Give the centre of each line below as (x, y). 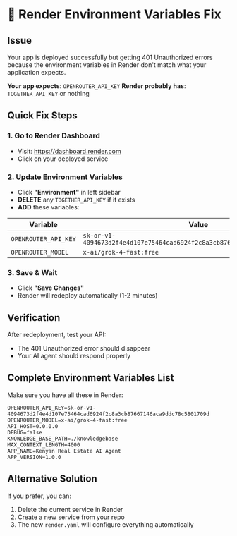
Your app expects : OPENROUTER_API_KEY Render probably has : (97, 86)
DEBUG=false (25, 432)
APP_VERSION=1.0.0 (34, 457)
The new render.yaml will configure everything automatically (105, 524)
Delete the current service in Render (70, 509)
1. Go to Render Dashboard (54, 135)
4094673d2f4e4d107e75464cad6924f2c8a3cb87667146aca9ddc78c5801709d (109, 414)
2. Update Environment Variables (65, 177)
